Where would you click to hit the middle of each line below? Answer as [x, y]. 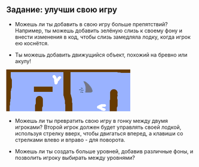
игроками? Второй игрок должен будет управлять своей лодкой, [98, 127]
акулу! [23, 61]
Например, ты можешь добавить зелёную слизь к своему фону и [98, 30]
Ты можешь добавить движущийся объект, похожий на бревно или [101, 55]
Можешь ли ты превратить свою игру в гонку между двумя [91, 120]
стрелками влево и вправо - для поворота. [70, 140]
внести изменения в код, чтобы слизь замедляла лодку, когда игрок [103, 37]
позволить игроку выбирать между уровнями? [75, 157]
